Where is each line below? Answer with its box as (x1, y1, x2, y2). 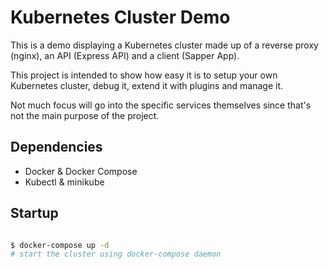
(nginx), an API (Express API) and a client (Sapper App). (10, 49, 240, 61)
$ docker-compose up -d (10, 240, 110, 250)
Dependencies (10, 139, 103, 156)
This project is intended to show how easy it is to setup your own (10, 69, 278, 81)
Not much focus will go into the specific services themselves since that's (10, 99, 312, 111)
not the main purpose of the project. (10, 109, 160, 121)
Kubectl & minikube (24, 176, 105, 188)
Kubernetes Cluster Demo (10, 6, 231, 29)
